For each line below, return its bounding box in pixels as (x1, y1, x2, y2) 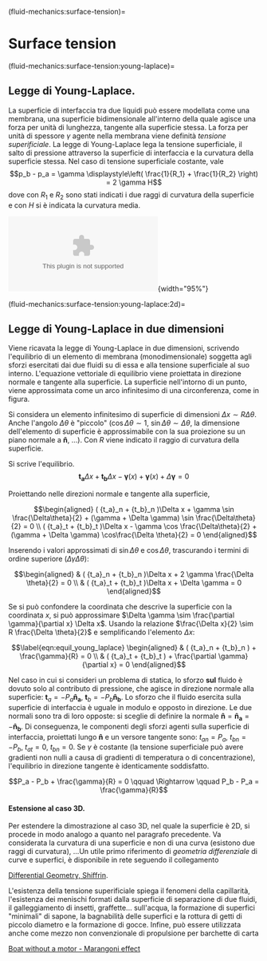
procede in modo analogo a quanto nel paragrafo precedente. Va (8, 830, 222, 840)
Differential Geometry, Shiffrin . (8, 871, 108, 880)
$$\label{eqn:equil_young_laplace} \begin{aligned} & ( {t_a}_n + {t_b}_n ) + (11, 643, 257, 653)
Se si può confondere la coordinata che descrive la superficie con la (8, 602, 233, 612)
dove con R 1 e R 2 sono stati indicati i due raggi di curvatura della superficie (8, 189, 255, 201)
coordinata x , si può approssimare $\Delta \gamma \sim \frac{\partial (8, 610, 235, 620)
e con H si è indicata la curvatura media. (8, 200, 141, 210)
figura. (8, 395, 30, 404)
